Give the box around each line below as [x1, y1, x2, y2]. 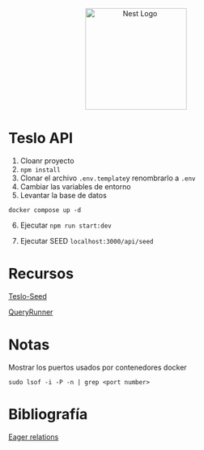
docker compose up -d [8, 206, 82, 214]
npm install [19, 166, 61, 174]
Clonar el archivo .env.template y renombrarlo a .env [19, 173, 196, 183]
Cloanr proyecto [19, 155, 74, 166]
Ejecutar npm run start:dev [19, 220, 112, 230]
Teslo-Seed [8, 291, 47, 301]
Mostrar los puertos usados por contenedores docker [8, 362, 188, 372]
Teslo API [8, 129, 74, 148]
